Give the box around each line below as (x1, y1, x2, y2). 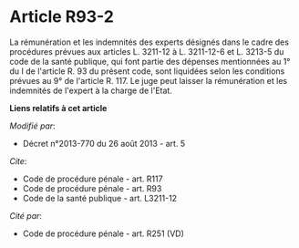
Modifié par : (9, 120, 57, 131)
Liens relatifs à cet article (9, 102, 108, 113)
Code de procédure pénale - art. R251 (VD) (22, 228, 185, 239)
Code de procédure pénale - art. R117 (22, 173, 163, 184)
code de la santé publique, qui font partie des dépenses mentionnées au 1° (9, 56, 291, 67)
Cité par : (9, 210, 43, 221)
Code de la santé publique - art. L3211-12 (22, 192, 178, 203)
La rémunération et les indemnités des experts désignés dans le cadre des (9, 36, 290, 47)
